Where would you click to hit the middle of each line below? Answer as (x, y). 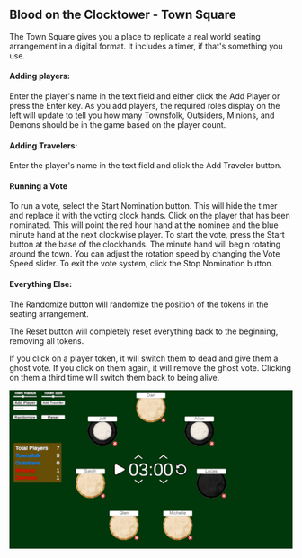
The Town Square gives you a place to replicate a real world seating (135, 36)
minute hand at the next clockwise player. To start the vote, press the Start (147, 235)
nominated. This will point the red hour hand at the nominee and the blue (144, 225)
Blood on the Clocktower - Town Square (123, 15)
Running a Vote (38, 186)
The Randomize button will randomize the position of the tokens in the (139, 304)
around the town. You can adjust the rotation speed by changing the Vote (145, 254)
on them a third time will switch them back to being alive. (115, 377)
